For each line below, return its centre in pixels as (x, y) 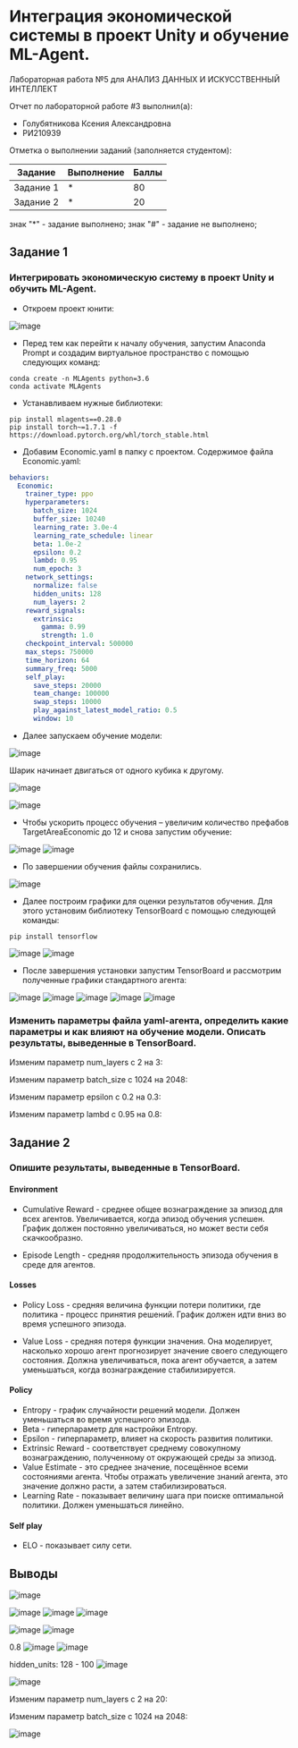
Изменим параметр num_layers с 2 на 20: (88, 1699)
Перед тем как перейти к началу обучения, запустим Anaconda (144, 343)
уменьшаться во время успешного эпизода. (107, 1420)
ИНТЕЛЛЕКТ (33, 89)
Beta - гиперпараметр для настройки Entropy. (110, 1430)
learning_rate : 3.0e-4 (75, 527)
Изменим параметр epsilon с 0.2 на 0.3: (85, 1097)
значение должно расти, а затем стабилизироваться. (124, 1486)
